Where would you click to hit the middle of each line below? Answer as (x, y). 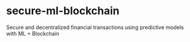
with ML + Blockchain (33, 33)
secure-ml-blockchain (63, 11)
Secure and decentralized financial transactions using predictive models (95, 27)
